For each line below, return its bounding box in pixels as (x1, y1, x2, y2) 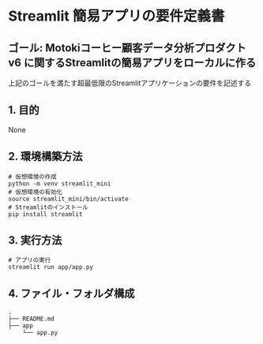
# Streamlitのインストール (8, 203, 88, 211)
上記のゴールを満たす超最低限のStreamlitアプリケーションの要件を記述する (8, 78, 252, 88)
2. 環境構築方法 (8, 150, 83, 163)
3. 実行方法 (8, 234, 62, 247)
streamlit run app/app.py (8, 264, 93, 271)
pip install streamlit (8, 210, 83, 218)
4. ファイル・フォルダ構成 (8, 286, 135, 300)
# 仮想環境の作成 (8, 173, 57, 181)
